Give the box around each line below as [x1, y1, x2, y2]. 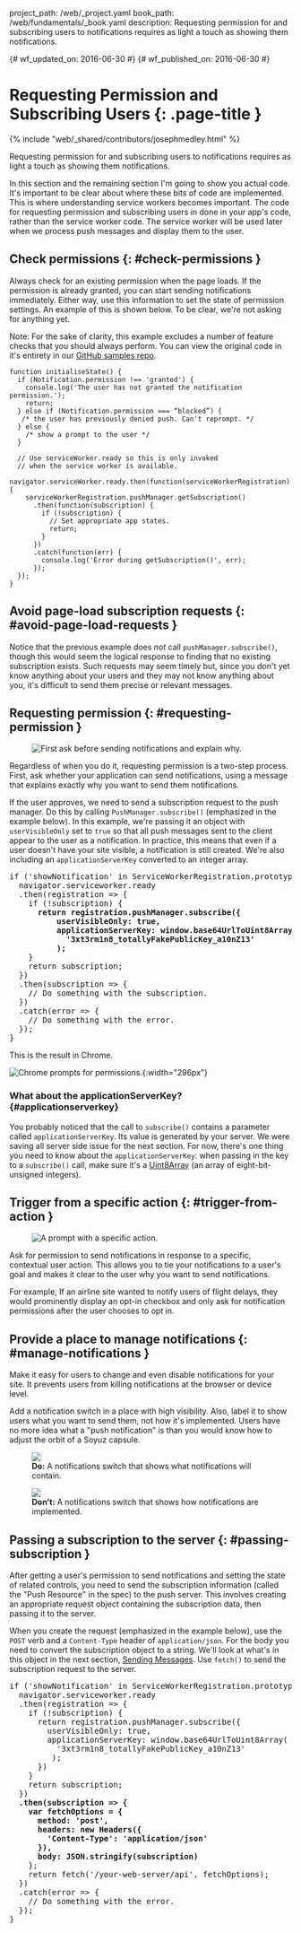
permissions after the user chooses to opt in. [9, 1305, 175, 1317]
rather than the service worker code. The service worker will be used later [9, 215, 283, 227]
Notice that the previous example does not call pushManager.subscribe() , [9, 641, 278, 652]
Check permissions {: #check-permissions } [9, 251, 262, 267]
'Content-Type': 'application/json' [47, 1833, 209, 1844]
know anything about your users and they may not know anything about [9, 670, 275, 681]
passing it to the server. [9, 1608, 97, 1619]
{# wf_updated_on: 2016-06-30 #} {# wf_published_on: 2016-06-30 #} [9, 54, 271, 64]
